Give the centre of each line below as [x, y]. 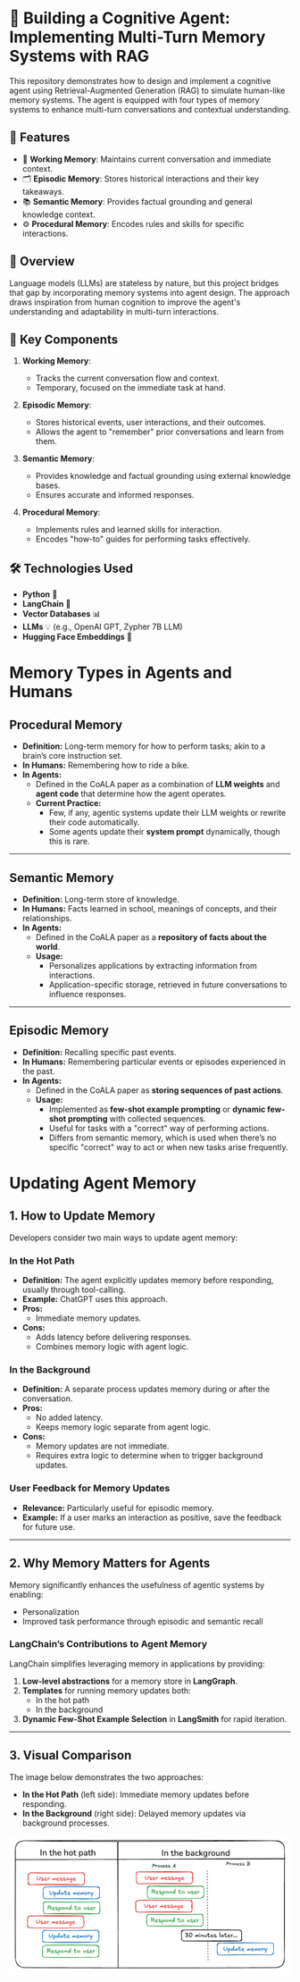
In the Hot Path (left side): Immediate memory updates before [136, 1794]
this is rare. [70, 841]
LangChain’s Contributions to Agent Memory [108, 1644]
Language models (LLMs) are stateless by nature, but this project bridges [144, 283]
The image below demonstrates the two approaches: [106, 1776]
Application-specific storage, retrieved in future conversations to [168, 985]
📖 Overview [42, 261]
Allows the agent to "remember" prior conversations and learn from [159, 432]
